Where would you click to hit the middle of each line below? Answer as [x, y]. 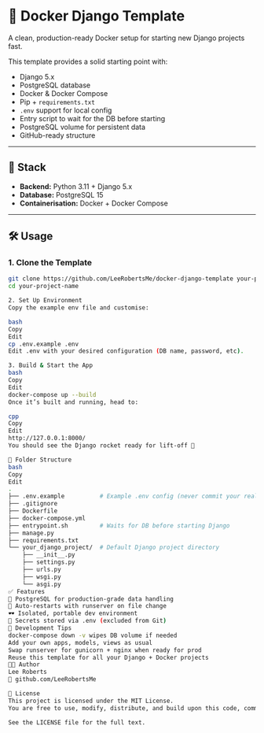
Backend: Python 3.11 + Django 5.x [76, 186]
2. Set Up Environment [45, 301]
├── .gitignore [33, 504]
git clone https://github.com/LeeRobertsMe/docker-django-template [121, 279]
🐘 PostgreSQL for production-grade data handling [91, 599]
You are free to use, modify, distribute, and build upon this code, [125, 708]
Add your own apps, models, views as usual [81, 642]
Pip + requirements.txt [57, 102]
